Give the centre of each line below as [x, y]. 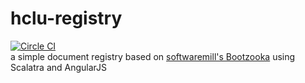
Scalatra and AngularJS [59, 67]
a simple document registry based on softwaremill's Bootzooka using [153, 56]
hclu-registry [66, 18]
